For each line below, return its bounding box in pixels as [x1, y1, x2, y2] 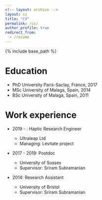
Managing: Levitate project [19, 140, 74, 146]
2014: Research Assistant [12, 174, 64, 180]
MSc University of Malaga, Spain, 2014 [12, 87, 91, 93]
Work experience [5, 109, 77, 121]
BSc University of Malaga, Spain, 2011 [12, 92, 89, 98]
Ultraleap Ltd [19, 135, 46, 141]
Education [5, 66, 48, 77]
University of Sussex [19, 160, 62, 166]
